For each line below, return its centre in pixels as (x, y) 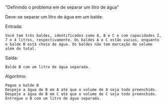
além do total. (21, 49)
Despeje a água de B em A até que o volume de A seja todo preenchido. (81, 90)
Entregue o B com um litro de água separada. (53, 99)
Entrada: (14, 26)
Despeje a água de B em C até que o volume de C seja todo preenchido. (81, 94)
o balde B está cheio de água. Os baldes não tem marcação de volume (79, 44)
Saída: (12, 58)
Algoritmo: (16, 76)
